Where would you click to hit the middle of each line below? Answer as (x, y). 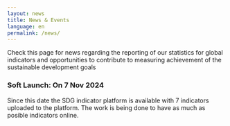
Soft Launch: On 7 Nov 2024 (56, 85)
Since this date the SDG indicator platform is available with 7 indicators (108, 100)
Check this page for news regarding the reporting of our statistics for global (115, 53)
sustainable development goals (52, 67)
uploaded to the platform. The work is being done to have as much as (106, 107)
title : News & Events (38, 20)
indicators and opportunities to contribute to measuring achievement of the (114, 60)
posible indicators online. (43, 115)
